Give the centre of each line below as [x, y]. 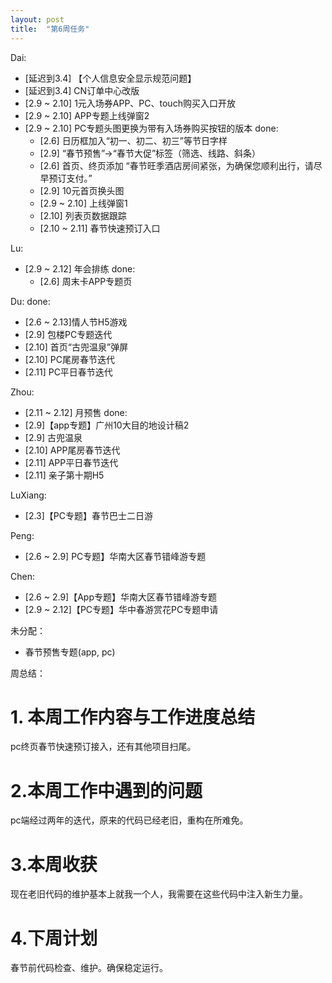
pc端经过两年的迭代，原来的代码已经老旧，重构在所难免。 [129, 820]
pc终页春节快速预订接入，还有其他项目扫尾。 [103, 747]
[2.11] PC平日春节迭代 [68, 372]
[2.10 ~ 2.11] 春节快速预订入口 [100, 228]
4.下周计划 [54, 938]
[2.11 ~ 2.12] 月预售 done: [76, 412]
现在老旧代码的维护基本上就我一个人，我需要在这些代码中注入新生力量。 [159, 894]
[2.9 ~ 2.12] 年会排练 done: [80, 268]
